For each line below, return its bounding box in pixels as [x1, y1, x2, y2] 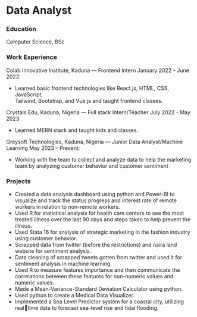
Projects [6, 177, 31, 185]
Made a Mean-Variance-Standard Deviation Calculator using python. [14, 285, 183, 293]
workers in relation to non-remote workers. [14, 203, 120, 211]
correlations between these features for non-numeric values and [14, 273, 174, 280]
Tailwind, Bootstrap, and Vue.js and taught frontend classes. [14, 97, 163, 104]
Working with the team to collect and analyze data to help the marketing [14, 156, 192, 163]
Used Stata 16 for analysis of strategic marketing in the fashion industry [14, 228, 190, 236]
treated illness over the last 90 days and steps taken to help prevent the [14, 216, 191, 223]
